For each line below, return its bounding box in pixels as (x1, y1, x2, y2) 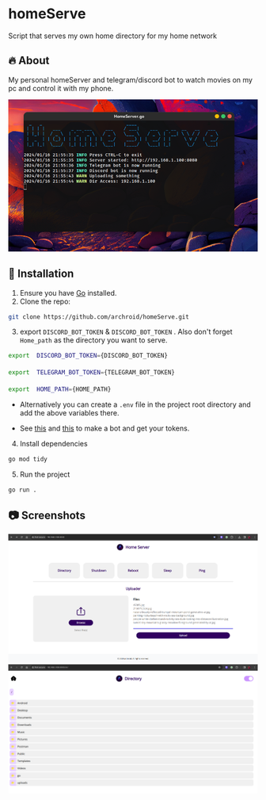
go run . (8, 485, 37, 494)
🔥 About (8, 54, 50, 67)
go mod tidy (8, 455, 47, 463)
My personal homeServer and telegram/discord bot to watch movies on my (8, 75, 253, 84)
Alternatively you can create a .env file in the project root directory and (19, 400, 251, 409)
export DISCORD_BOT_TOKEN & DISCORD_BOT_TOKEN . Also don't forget (19, 327, 233, 337)
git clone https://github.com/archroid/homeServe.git (8, 312, 190, 321)
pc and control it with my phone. (8, 83, 114, 93)
